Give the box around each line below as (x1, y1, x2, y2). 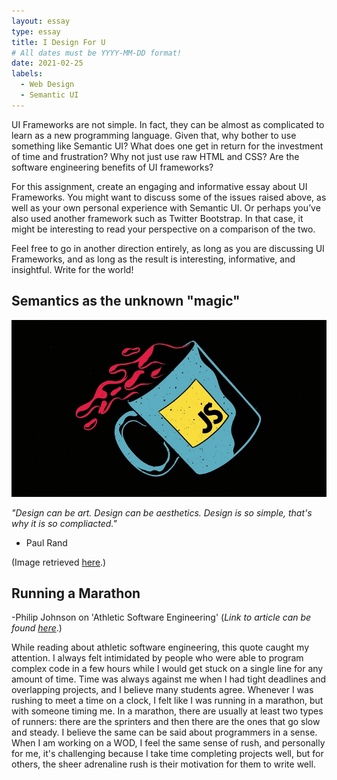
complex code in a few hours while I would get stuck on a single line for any (11, 663, 324, 675)
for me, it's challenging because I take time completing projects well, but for (11, 748, 324, 760)
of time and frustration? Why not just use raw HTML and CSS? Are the (11, 150, 300, 162)
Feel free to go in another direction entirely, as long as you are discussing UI (11, 242, 325, 254)
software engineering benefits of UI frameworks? (11, 161, 214, 173)
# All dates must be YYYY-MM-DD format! (11, 48, 183, 58)
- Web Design (20, 80, 75, 90)
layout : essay (11, 16, 71, 26)
